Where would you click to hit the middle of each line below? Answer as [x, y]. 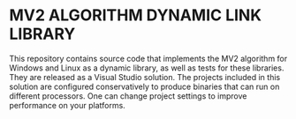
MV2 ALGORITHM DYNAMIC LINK [136, 15]
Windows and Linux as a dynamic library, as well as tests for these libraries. [147, 68]
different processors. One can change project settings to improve [128, 96]
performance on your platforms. [67, 105]
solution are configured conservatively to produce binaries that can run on [144, 86]
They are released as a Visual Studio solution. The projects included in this [145, 77]
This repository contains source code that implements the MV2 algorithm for [148, 58]
